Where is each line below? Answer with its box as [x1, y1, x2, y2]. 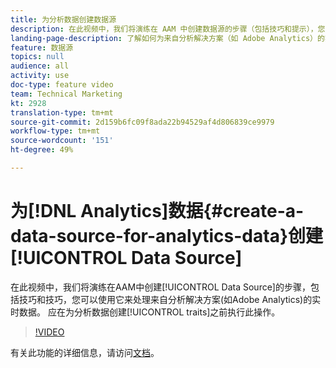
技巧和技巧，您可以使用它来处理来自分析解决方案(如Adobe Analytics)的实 [18, 293, 322, 305]
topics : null [10, 52, 65, 62]
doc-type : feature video [10, 80, 114, 90]
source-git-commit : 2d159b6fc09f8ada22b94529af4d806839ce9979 [10, 117, 275, 127]
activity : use [10, 71, 70, 81]
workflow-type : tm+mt [10, 126, 101, 136]
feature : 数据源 [10, 42, 74, 53]
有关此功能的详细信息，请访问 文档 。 [10, 346, 160, 358]
